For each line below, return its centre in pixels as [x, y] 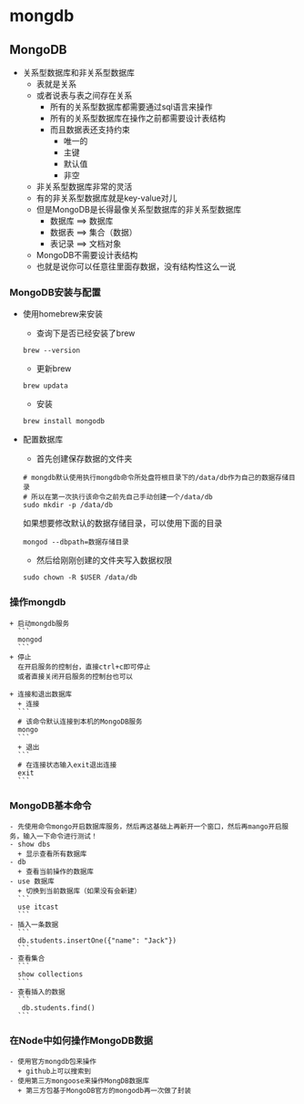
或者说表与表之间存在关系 [84, 95]
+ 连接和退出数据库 [41, 694]
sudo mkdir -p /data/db [68, 505]
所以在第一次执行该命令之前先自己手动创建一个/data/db [122, 497]
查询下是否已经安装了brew [86, 333]
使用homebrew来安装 [62, 314]
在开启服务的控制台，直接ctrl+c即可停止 [84, 667]
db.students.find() [58, 1008]
